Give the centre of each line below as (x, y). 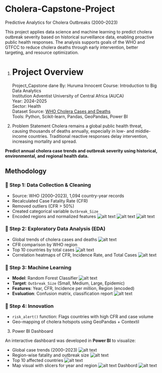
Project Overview (48, 72)
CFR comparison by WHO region (45, 244)
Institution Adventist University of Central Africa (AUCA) (68, 96)
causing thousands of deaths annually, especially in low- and (73, 131)
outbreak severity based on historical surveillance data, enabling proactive (80, 37)
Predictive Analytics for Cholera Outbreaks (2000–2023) (61, 22)
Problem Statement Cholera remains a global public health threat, (77, 126)
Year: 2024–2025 (29, 101)
